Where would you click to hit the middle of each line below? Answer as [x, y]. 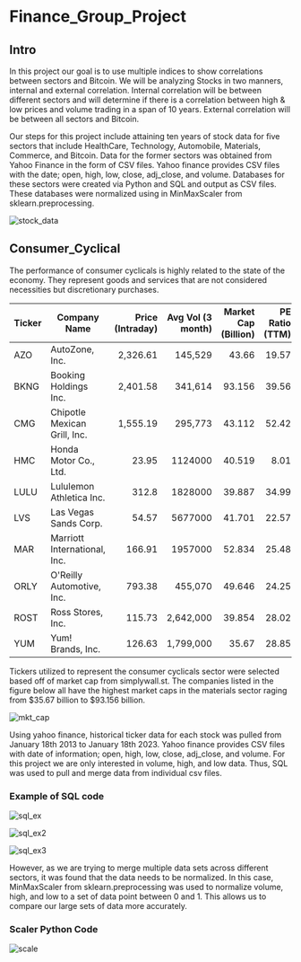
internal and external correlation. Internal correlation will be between [136, 90]
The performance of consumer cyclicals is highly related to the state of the [147, 270]
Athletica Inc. [78, 498]
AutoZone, [73, 349]
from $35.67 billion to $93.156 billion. [77, 700]
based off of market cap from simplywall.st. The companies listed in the [142, 681]
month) [196, 328]
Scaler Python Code [54, 930]
